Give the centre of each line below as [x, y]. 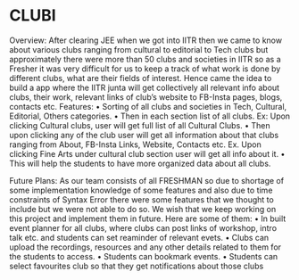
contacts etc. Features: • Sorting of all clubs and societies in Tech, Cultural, [148, 106]
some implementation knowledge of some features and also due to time [141, 190]
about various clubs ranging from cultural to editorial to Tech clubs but [139, 49]
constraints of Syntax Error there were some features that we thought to [141, 199]
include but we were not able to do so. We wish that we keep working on [143, 209]
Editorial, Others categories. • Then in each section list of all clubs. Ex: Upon [150, 116]
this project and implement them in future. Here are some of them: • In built [148, 218]
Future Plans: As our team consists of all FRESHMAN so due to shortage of [146, 180]
